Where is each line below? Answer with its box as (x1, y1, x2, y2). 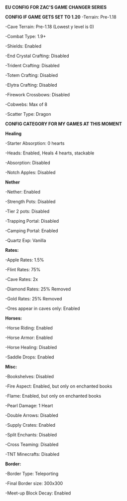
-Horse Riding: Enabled (5, 325, 53, 330)
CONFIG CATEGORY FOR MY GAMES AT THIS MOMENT (5, 121, 122, 127)
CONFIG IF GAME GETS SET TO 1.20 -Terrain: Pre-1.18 (5, 14, 117, 20)
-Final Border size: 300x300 (5, 480, 63, 486)
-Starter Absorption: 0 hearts (5, 140, 65, 146)
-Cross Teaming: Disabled (5, 441, 59, 447)
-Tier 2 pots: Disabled (5, 208, 50, 214)
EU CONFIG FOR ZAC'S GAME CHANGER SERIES (5, 5, 107, 10)
